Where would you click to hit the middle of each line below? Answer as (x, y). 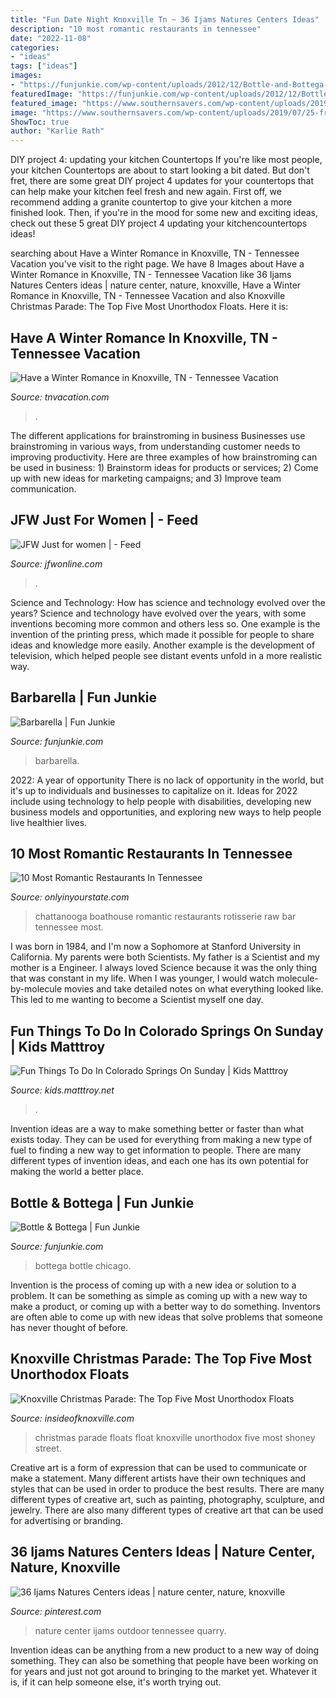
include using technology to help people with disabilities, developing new (161, 801)
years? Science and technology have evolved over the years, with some (158, 613)
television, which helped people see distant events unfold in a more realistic (166, 655)
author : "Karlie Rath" (57, 131)
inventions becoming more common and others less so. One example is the (165, 623)
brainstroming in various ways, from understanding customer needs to (155, 446)
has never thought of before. (69, 1327)
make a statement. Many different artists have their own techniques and (158, 1478)
